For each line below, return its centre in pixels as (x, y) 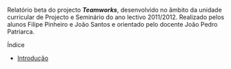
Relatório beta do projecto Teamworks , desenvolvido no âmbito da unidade (114, 10)
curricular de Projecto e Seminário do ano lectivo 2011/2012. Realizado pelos (116, 17)
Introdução (33, 58)
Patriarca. (21, 31)
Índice (16, 45)
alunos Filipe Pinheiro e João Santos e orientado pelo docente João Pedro (112, 24)
